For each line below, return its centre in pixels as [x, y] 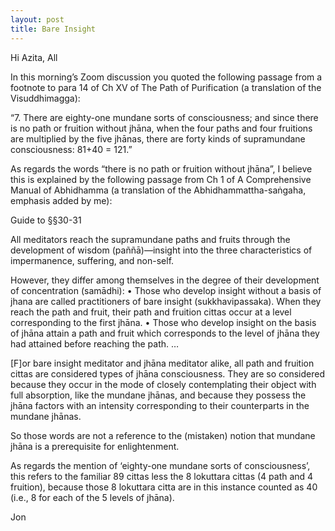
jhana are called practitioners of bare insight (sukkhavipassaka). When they [166, 301]
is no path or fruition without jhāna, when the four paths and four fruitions [161, 128]
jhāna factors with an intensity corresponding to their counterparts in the [160, 405]
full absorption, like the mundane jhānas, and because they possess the [158, 395]
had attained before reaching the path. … [95, 343]
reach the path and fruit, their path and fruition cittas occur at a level [151, 312]
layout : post [37, 19]
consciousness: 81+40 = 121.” [71, 149]
